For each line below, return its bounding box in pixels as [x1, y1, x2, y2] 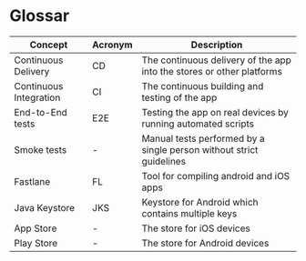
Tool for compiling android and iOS [141, 169, 291, 182]
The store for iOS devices [141, 222, 250, 235]
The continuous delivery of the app [141, 54, 291, 66]
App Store [14, 222, 57, 235]
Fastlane [14, 175, 51, 187]
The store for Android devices [141, 236, 270, 249]
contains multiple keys [141, 206, 238, 219]
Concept [29, 38, 68, 51]
